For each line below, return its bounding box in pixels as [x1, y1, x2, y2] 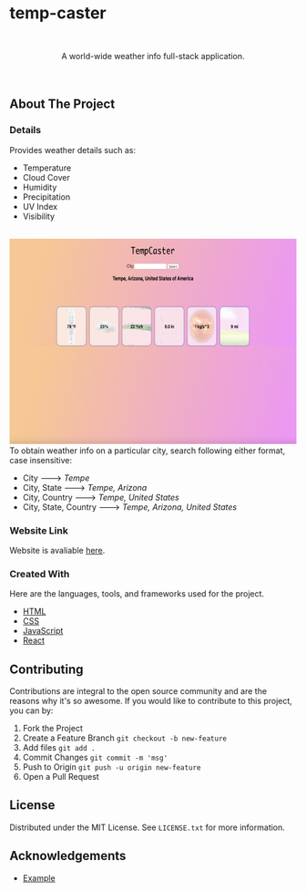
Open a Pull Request [22, 772, 100, 783]
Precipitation [22, 191, 71, 202]
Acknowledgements [9, 848, 127, 864]
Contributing [9, 661, 84, 677]
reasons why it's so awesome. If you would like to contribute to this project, [9, 696, 293, 707]
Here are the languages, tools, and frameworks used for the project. [9, 588, 265, 599]
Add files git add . [22, 742, 96, 753]
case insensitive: [9, 454, 73, 465]
